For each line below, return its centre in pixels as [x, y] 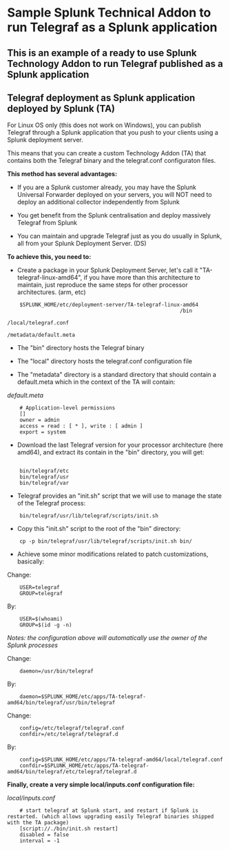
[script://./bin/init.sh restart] [69, 829]
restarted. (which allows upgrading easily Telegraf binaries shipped [111, 817]
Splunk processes [33, 645]
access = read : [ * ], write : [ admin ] [81, 426]
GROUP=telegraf [41, 594]
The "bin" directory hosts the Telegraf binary [81, 348]
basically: [31, 561]
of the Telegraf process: [51, 503]
